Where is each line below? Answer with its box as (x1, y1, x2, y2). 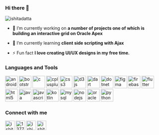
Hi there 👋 (5, 4, 30, 11)
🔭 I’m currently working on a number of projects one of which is (12, 25, 145, 31)
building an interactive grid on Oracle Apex (12, 31, 103, 37)
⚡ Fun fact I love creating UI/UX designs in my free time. (12, 50, 130, 56)
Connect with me (5, 109, 47, 116)
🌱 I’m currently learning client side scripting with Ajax (12, 40, 124, 46)
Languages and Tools (5, 64, 58, 71)
